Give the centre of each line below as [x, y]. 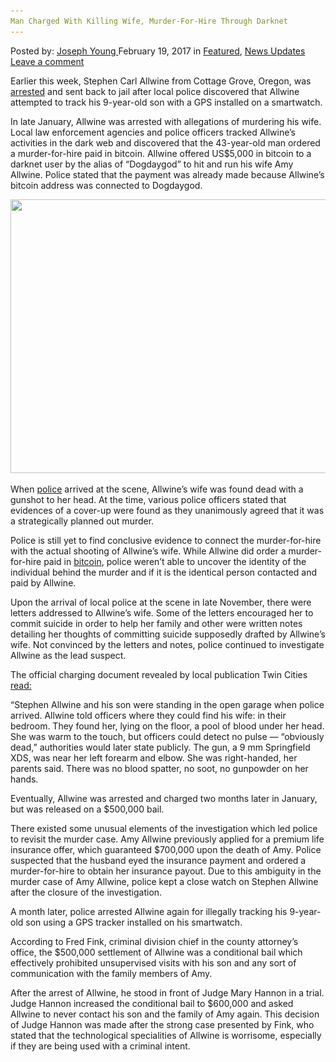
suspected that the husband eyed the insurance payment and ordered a [158, 860]
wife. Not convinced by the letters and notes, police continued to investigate [167, 644]
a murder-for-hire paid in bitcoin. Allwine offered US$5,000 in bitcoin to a [161, 153]
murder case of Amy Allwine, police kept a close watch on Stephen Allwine [164, 881]
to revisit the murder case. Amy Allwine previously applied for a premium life [167, 839]
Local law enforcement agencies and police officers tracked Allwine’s [153, 132]
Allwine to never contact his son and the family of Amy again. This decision [165, 1014]
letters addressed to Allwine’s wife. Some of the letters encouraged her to [162, 612]
